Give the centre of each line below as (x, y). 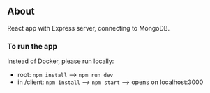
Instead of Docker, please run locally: (61, 61)
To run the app (32, 46)
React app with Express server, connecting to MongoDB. (89, 28)
